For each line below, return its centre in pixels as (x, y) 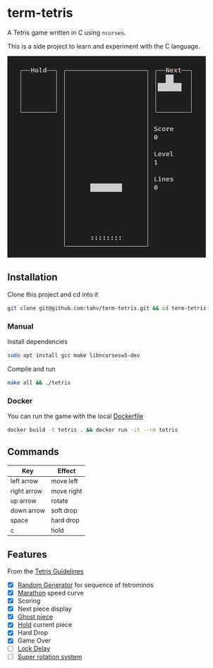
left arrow (24, 481)
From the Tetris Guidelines (45, 571)
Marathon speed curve (51, 593)
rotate (60, 500)
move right (67, 491)
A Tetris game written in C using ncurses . (67, 32)
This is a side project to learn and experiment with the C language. (104, 46)
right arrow (26, 491)
